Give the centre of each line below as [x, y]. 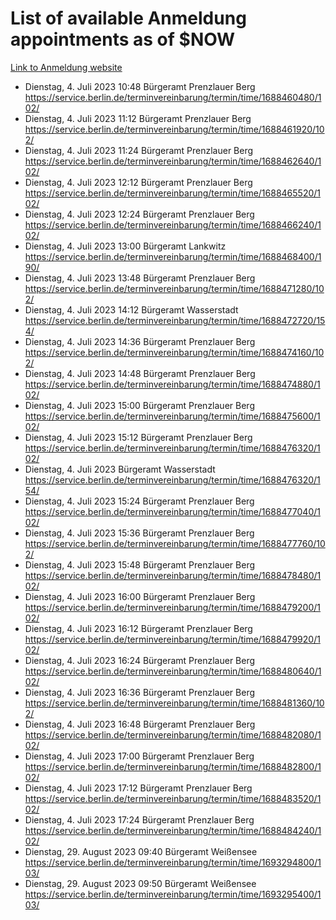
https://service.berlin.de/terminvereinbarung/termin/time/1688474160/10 [174, 352]
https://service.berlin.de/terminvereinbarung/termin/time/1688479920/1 [172, 639]
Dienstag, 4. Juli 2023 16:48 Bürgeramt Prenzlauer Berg [140, 724]
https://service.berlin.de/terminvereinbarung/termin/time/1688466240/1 [173, 224]
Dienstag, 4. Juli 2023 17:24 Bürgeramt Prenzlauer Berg [139, 819]
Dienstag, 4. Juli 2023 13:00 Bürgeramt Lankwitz [125, 246]
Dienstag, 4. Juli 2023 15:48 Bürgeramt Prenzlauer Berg [140, 564]
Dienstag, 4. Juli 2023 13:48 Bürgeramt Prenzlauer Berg [140, 278]
